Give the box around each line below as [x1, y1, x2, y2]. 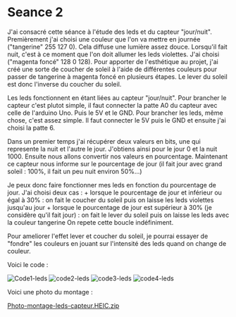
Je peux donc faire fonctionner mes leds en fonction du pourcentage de [7, 180, 216, 189]
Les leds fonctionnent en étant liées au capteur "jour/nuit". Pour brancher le [7, 93, 227, 102]
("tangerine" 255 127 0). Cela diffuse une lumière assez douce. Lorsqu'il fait [7, 42, 228, 51]
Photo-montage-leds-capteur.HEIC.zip [7, 301, 120, 310]
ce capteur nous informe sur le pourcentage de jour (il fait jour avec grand [7, 159, 223, 168]
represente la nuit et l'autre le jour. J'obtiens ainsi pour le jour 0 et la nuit [7, 144, 218, 153]
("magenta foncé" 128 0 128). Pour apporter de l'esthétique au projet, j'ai [7, 57, 218, 66]
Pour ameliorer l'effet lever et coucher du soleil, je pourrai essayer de [7, 232, 209, 240]
